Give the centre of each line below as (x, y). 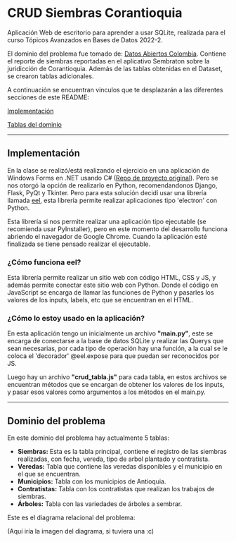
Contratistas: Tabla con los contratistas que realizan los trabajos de (116, 489)
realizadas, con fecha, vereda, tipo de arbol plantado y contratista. (113, 459)
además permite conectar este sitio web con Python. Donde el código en (113, 285)
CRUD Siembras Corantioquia (95, 13)
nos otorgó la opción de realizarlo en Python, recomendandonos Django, (112, 185)
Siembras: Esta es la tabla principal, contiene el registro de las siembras (122, 452)
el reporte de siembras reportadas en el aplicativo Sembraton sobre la (109, 61)
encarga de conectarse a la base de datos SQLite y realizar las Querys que (116, 341)
